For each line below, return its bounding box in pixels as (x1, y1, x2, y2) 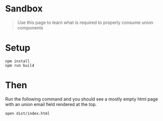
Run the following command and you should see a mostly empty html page (5, 96, 158, 102)
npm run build (5, 63, 35, 68)
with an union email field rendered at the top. (5, 101, 97, 107)
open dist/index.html (5, 111, 50, 116)
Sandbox (5, 3, 43, 14)
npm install (5, 58, 30, 64)
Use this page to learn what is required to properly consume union (17, 19, 154, 25)
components (17, 24, 43, 30)
